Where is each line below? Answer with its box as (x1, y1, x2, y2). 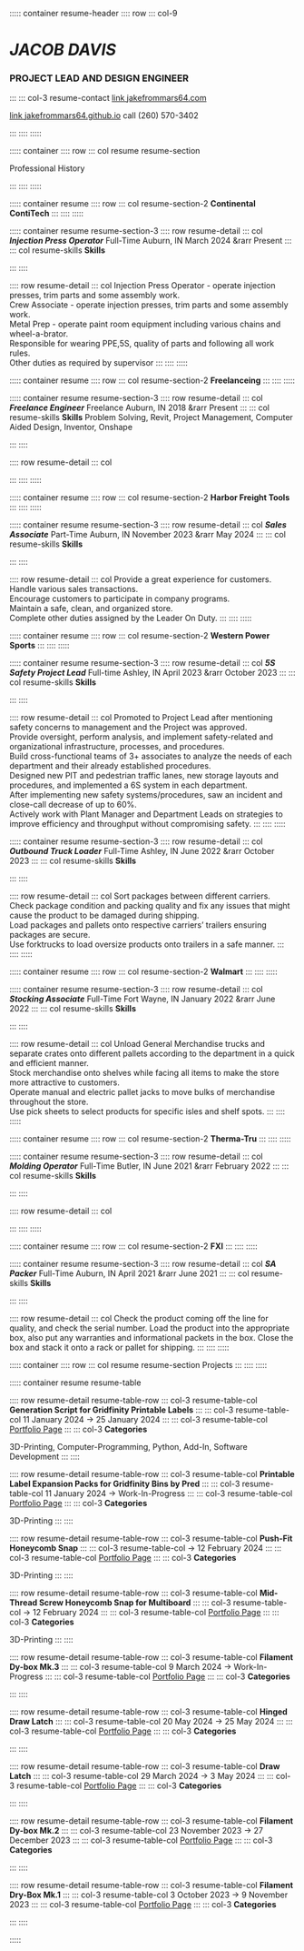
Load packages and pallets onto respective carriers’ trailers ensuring (9, 920, 268, 930)
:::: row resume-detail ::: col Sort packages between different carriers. (9, 890, 270, 901)
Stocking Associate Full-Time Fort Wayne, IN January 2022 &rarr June (9, 993, 276, 1004)
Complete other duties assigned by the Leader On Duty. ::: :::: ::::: (9, 613, 252, 624)
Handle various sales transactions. (9, 584, 139, 595)
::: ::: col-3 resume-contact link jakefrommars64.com (9, 93, 207, 104)
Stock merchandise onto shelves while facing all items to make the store (9, 1068, 279, 1079)
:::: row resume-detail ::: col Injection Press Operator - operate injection (9, 280, 276, 291)
